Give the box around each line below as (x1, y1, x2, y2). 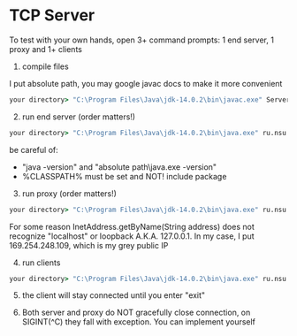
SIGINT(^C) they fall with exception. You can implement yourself (21, 317, 256, 327)
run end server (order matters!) (21, 111, 135, 122)
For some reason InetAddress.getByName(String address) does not (9, 221, 255, 232)
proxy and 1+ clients (9, 43, 82, 54)
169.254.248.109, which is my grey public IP (9, 240, 169, 250)
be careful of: (9, 144, 59, 155)
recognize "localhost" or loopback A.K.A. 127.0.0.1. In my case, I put (9, 231, 255, 241)
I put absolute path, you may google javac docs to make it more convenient (9, 78, 283, 88)
